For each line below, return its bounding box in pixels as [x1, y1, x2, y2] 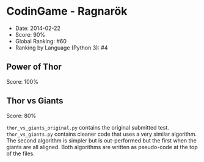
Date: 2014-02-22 [15, 24, 61, 32]
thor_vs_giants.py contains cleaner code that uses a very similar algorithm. [6, 130, 197, 138]
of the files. [6, 150, 35, 157]
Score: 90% [15, 31, 46, 38]
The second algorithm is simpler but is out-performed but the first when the [6, 136, 197, 144]
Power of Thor [6, 62, 62, 72]
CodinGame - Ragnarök [6, 4, 128, 18]
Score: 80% [6, 112, 37, 119]
